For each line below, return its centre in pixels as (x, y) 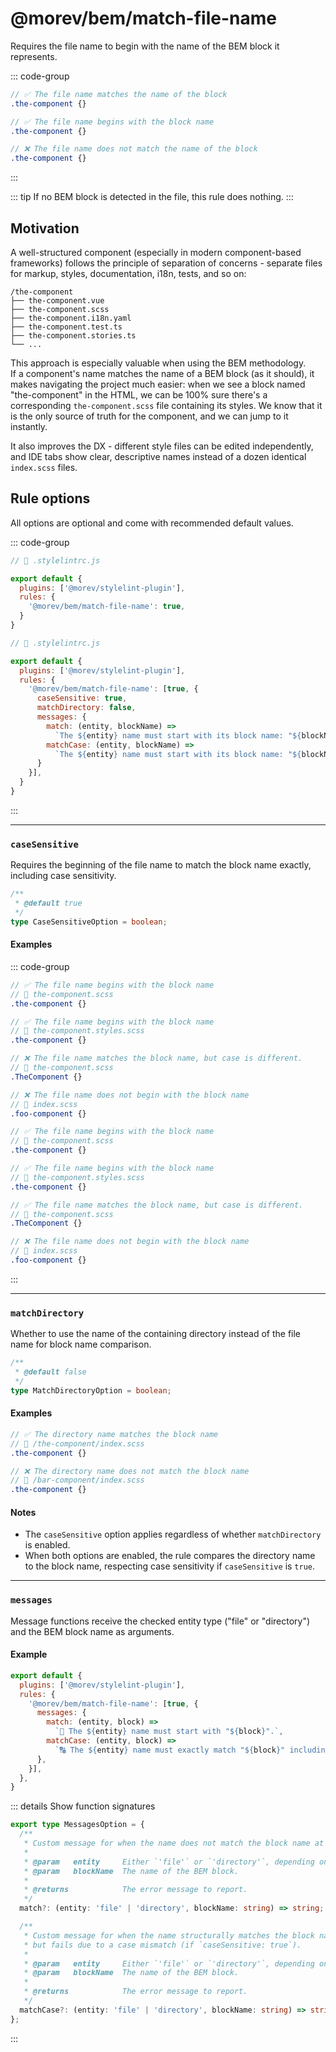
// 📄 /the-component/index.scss (77, 1443)
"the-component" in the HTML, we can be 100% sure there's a (139, 395)
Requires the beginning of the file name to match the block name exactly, (161, 865)
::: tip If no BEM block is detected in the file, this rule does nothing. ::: (152, 197)
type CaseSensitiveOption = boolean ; (89, 922)
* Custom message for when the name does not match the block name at (174, 1843)
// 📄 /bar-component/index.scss (77, 1480)
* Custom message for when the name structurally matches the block (169, 1935)
